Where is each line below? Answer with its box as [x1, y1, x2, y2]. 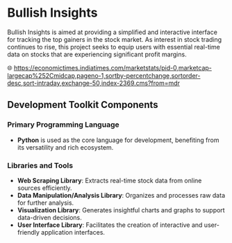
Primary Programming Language [7, 120, 119, 130]
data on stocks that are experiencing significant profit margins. [7, 50, 187, 58]
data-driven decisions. [17, 213, 82, 221]
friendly [17, 228, 40, 236]
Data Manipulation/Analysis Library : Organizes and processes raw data [17, 191, 226, 199]
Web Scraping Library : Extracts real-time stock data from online [17, 176, 202, 185]
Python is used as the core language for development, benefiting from [17, 136, 219, 144]
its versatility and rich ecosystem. [17, 143, 114, 151]
